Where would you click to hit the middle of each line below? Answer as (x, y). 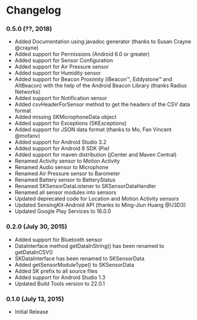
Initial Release (32, 312)
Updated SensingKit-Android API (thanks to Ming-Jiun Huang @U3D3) (100, 205)
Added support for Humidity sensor (58, 73)
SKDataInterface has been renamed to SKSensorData (79, 258)
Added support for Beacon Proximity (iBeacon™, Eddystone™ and (93, 79)
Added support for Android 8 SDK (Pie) (62, 148)
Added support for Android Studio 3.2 (60, 142)
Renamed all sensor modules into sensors (65, 192)
